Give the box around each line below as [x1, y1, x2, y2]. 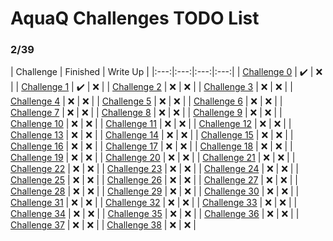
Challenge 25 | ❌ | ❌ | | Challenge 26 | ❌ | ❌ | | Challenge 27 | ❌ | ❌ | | [10, 174, 298, 186]
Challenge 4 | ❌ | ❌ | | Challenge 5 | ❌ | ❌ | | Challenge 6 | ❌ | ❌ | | [10, 95, 283, 107]
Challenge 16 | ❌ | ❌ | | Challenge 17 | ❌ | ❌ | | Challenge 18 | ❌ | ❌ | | [10, 140, 293, 152]
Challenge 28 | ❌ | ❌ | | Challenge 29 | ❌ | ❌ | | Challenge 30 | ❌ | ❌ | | [10, 185, 300, 197]
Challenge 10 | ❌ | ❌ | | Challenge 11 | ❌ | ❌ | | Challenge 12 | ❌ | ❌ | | [10, 118, 292, 130]
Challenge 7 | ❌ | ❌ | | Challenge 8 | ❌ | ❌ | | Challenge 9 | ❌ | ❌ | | [10, 107, 283, 119]
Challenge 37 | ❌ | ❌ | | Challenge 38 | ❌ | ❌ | [10, 219, 197, 231]
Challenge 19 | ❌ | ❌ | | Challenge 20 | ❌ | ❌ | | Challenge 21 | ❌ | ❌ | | [10, 152, 296, 164]
